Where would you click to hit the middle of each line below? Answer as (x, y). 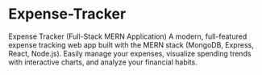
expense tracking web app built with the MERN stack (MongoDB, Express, (131, 44)
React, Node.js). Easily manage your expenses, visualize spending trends (130, 53)
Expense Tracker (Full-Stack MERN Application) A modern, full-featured (128, 36)
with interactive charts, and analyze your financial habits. (103, 62)
